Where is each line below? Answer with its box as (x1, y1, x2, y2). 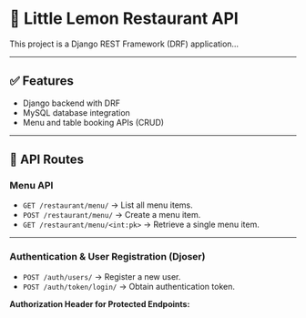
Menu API (9, 180, 54, 192)
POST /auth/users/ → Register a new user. (22, 271, 181, 282)
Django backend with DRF (22, 97, 121, 108)
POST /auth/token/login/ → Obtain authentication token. (22, 281, 235, 292)
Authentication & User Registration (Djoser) (9, 251, 206, 263)
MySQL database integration (22, 107, 130, 118)
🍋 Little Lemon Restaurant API (9, 8, 239, 29)
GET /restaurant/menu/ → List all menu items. (22, 200, 193, 210)
